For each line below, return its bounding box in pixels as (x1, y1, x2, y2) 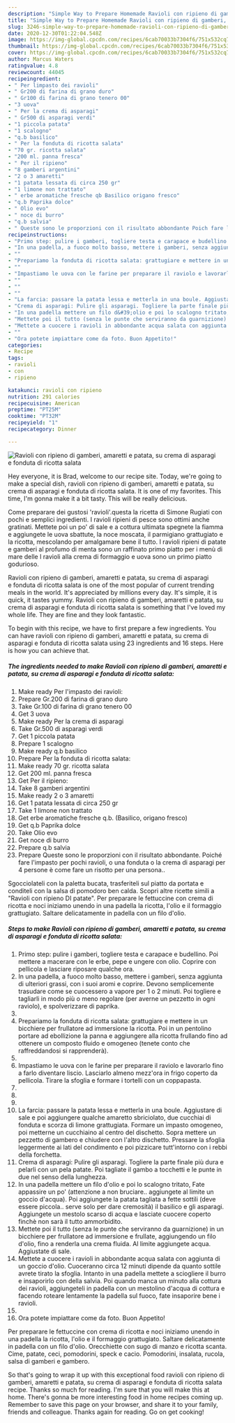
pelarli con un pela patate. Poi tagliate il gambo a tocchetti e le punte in (17, 1165, 222, 1173)
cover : (8, 50, 27, 57)
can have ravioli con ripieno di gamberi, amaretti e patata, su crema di (8, 631, 209, 640)
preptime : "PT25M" (8, 406, 61, 413)
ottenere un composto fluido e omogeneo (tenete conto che (17, 1039, 190, 1047)
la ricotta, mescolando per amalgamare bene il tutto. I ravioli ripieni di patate (8, 537, 227, 546)
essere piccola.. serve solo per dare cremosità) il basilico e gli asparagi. (17, 1202, 225, 1211)
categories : (8, 342, 43, 349)
